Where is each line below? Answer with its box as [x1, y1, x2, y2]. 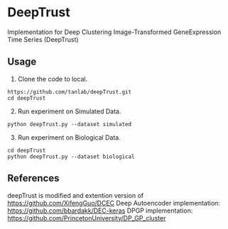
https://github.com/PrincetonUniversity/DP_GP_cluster [7, 213, 166, 222]
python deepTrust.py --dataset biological [7, 153, 135, 160]
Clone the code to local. [17, 74, 88, 83]
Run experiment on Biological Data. [17, 133, 121, 142]
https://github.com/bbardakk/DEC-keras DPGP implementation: [7, 206, 193, 215]
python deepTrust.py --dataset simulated [7, 121, 132, 128]
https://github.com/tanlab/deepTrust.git [7, 88, 132, 96]
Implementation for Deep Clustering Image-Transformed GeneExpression [7, 28, 222, 36]
